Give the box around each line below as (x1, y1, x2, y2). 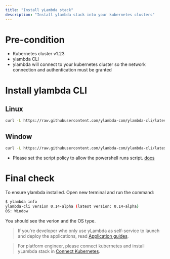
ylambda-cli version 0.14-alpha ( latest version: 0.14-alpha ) (5, 204, 139, 209)
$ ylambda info (5, 199, 37, 204)
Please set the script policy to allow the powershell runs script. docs (12, 155, 155, 161)
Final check (5, 173, 55, 184)
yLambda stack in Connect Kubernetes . (17, 248, 100, 254)
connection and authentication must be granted (12, 67, 112, 73)
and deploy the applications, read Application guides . (17, 233, 129, 239)
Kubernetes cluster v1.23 (12, 51, 65, 57)
